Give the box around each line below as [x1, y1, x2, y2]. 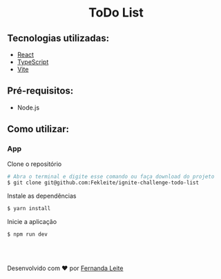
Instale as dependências [7, 192, 77, 200]
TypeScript [17, 58, 49, 66]
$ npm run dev [7, 231, 48, 238]
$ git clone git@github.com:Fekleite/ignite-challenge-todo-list [7, 179, 199, 187]
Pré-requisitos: [7, 85, 74, 97]
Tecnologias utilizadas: [7, 32, 109, 44]
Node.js [17, 103, 40, 112]
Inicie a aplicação [7, 218, 57, 226]
